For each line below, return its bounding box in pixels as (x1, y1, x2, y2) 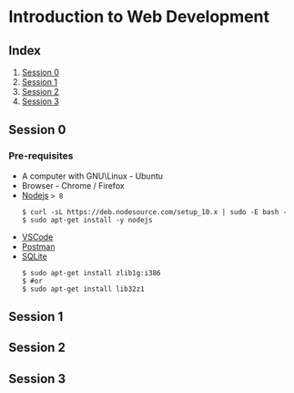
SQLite (21, 251, 47, 262)
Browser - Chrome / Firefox (21, 180, 125, 191)
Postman (21, 241, 56, 252)
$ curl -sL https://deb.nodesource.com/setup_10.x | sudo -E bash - (21, 207, 288, 216)
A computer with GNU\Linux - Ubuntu (21, 171, 164, 181)
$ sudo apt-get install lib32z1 (21, 284, 145, 294)
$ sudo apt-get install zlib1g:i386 (21, 268, 161, 277)
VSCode (21, 231, 54, 243)
